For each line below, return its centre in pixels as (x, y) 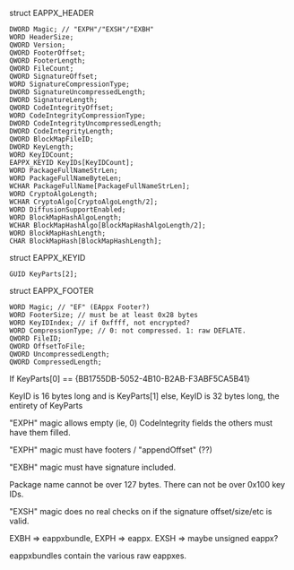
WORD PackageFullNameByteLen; (66, 178)
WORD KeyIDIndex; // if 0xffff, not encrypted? (100, 323)
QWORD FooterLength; (48, 61)
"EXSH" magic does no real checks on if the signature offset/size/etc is (141, 511)
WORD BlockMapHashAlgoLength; (66, 218)
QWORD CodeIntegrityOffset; (62, 108)
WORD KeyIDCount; (42, 155)
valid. (19, 521)
